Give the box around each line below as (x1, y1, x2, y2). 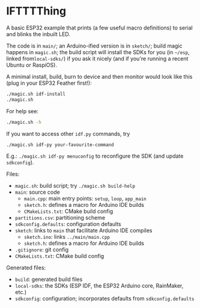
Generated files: (6, 264, 46, 271)
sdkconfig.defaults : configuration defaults (14, 221, 121, 228)
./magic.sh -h (6, 119, 42, 125)
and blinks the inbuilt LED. (6, 30, 71, 37)
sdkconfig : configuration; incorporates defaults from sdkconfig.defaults (14, 295, 195, 302)
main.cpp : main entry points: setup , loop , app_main (23, 195, 147, 202)
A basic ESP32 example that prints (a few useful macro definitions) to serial (6, 24, 193, 31)
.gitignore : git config (14, 246, 69, 253)
